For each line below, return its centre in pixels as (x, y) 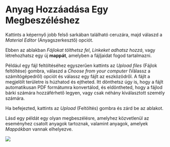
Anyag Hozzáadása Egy (57, 10)
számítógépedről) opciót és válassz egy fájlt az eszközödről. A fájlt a (78, 76)
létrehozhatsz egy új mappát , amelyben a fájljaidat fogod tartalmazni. (79, 56)
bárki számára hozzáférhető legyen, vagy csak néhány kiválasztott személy (85, 93)
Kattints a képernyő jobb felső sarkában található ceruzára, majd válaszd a (84, 34)
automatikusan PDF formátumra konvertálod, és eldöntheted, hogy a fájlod (84, 87)
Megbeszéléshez (43, 20)
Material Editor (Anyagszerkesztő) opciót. (49, 40)
